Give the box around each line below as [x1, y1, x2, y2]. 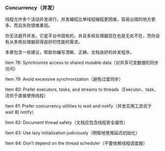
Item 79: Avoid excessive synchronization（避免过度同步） [5, 76, 124, 82]
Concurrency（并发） [5, 4, 57, 11]
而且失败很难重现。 [13, 22, 53, 28]
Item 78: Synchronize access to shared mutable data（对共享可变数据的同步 [5, 60, 159, 65]
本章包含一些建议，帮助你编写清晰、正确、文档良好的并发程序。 [5, 49, 134, 55]
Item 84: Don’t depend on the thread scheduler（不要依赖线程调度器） [5, 140, 148, 146]
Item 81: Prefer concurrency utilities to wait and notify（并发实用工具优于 [5, 103, 152, 109]
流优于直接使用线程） [5, 93, 48, 99]
